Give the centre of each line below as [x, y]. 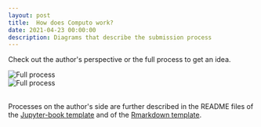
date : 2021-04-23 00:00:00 [52, 30]
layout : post [29, 15]
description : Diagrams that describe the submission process [110, 37]
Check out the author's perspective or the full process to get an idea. [120, 60]
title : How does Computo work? [61, 23]
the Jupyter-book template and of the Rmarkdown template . [105, 115]
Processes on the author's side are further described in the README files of [131, 107]
